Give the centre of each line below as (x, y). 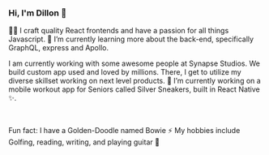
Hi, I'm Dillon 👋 (38, 13)
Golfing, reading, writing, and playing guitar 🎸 (84, 142)
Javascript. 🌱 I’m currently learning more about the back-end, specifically (131, 39)
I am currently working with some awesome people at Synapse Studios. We (134, 63)
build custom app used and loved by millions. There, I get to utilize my (125, 72)
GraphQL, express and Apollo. (59, 48)
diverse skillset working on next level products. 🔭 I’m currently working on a (134, 81)
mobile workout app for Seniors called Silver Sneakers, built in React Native (134, 89)
